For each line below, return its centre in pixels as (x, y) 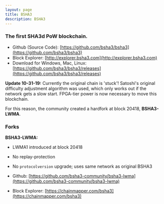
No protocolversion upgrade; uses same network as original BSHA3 (82, 166)
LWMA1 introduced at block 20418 (47, 147)
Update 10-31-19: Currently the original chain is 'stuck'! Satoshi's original (80, 83)
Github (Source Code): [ (37, 47)
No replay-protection (34, 156)
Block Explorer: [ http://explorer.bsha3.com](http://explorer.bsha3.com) (85, 58)
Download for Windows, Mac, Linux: (49, 63)
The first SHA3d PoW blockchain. (46, 36)
